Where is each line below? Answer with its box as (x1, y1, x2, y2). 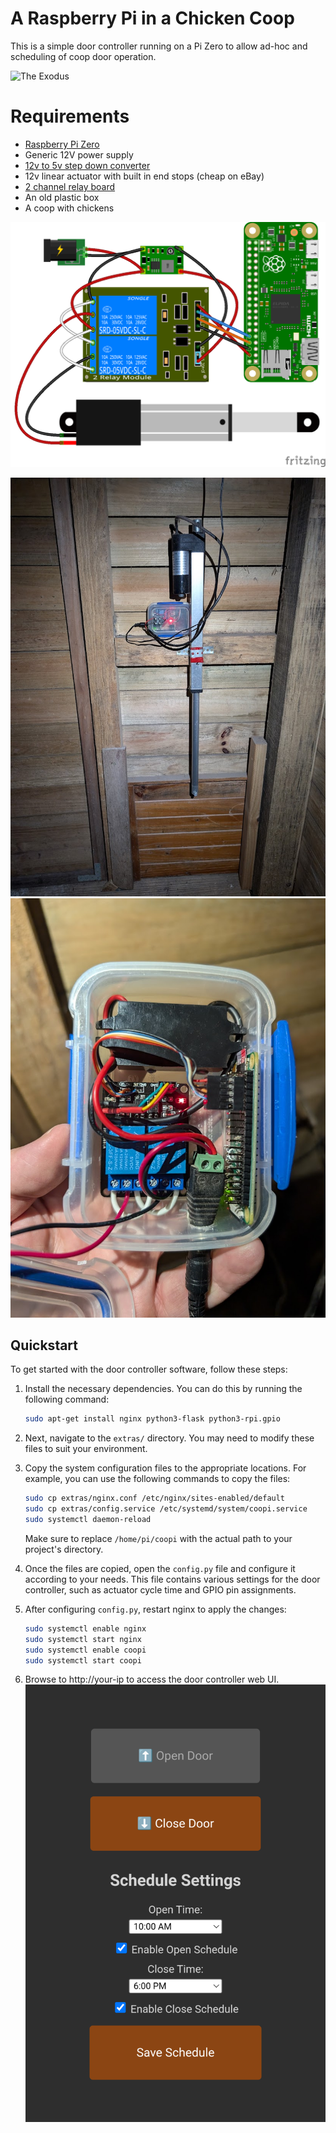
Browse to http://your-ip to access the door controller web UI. (24, 1673, 280, 1686)
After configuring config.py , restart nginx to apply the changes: (24, 1603, 287, 1615)
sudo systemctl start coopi (24, 1655, 142, 1666)
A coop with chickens (24, 202, 115, 214)
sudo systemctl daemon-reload (24, 1515, 152, 1525)
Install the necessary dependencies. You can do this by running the (24, 1383, 303, 1395)
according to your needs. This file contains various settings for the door (24, 1573, 321, 1585)
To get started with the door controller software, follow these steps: (10, 1363, 288, 1376)
